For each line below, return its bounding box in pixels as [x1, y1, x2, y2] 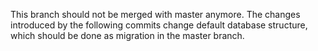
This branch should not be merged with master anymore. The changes [10, 9, 301, 20]
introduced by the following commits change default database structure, [10, 19, 308, 31]
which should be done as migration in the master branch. [10, 30, 245, 41]
